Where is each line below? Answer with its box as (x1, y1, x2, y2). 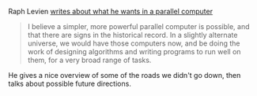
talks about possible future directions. (8, 79, 132, 88)
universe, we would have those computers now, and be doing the (27, 39, 240, 48)
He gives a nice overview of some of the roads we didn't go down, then (8, 71, 241, 79)
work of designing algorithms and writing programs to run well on (27, 47, 241, 56)
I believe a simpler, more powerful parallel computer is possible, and (27, 22, 251, 31)
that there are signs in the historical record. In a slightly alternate (27, 31, 238, 39)
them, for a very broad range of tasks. (27, 55, 152, 65)
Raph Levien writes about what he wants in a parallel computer (8, 7, 214, 16)
